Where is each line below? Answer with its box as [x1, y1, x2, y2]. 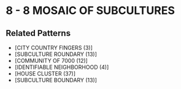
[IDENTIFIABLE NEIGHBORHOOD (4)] [14, 63, 109, 71]
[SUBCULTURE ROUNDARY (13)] [14, 51, 98, 58]
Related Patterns [6, 28, 71, 38]
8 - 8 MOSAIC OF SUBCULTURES [6, 4, 175, 18]
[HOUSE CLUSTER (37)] [14, 70, 76, 77]
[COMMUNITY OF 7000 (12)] [14, 57, 88, 64]
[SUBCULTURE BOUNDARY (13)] [14, 77, 98, 84]
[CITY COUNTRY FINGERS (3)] [14, 44, 93, 51]
